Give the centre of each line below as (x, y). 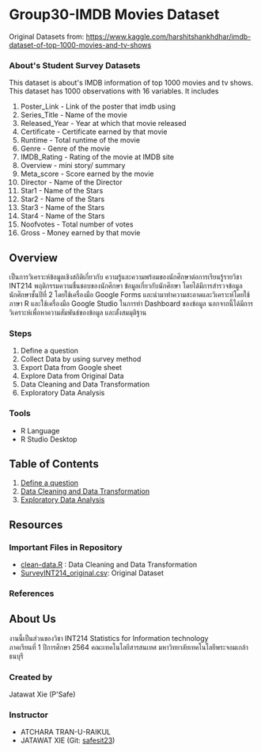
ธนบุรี (16, 656)
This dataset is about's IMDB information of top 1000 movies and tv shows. (131, 83)
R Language (40, 430)
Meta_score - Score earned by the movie (87, 174)
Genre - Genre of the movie (65, 149)
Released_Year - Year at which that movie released (103, 124)
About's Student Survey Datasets (75, 65)
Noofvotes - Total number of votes (77, 224)
